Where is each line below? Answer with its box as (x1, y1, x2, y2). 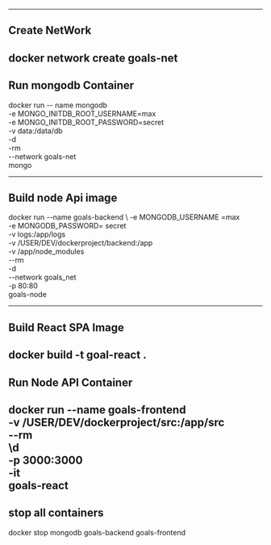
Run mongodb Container (8, 78, 135, 93)
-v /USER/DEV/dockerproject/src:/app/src (8, 415, 225, 429)
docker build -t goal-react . (8, 348, 147, 362)
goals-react (8, 478, 69, 493)
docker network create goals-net (8, 51, 178, 65)
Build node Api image (8, 191, 118, 204)
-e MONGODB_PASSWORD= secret (8, 221, 127, 231)
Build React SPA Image (8, 321, 125, 334)
